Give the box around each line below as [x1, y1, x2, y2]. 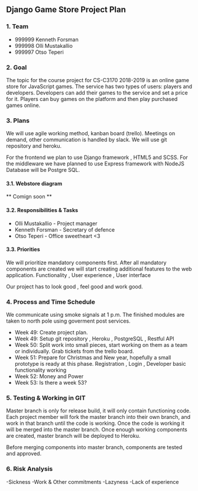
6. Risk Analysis [6, 465, 53, 473]
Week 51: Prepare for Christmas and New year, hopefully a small [14, 354, 171, 361]
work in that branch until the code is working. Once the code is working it [6, 420, 185, 427]
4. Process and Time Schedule [6, 298, 96, 306]
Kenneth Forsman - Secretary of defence [14, 226, 115, 233]
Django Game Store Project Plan [6, 5, 126, 15]
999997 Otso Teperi [14, 48, 64, 56]
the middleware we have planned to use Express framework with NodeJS [6, 160, 185, 167]
